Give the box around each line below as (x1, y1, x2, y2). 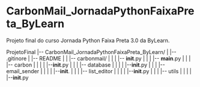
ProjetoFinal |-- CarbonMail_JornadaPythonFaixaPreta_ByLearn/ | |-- (6, 48, 177, 55)
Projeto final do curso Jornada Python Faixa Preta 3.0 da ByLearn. (6, 37, 170, 44)
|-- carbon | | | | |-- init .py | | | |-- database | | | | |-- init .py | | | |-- (6, 61, 165, 68)
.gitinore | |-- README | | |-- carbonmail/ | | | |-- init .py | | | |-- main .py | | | (6, 55, 191, 62)
